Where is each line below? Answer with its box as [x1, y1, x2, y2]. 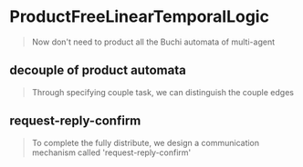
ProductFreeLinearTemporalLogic [9, 6, 269, 27]
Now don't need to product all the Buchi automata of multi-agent [31, 36, 276, 47]
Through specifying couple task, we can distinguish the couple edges [31, 86, 295, 97]
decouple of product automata [9, 63, 187, 78]
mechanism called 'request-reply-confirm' [31, 147, 192, 158]
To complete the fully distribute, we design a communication [31, 137, 260, 148]
